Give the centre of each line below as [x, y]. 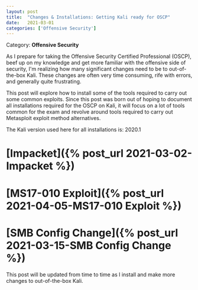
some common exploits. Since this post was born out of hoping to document [99, 99]
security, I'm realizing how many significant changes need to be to [87, 69]
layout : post [22, 12]
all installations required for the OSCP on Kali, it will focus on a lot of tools [95, 106]
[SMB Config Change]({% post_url [92, 233]
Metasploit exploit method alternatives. [53, 118]
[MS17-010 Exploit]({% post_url [85, 193]
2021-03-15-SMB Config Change [89, 245]
